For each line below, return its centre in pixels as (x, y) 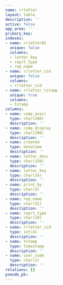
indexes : (14, 39)
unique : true (24, 95)
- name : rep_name (24, 199)
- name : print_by (24, 185)
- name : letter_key (26, 171)
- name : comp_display (28, 128)
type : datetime (26, 147)
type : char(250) (27, 161)
